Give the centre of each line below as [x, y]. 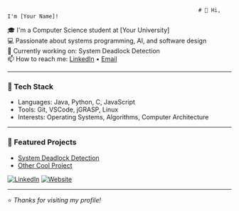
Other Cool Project [45, 165]
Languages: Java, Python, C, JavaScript [76, 102]
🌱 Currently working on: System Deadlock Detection [84, 51]
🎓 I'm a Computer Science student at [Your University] [89, 30]
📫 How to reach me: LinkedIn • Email [62, 59]
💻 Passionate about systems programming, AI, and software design [107, 40]
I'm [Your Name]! [33, 16]
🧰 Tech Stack [31, 87]
